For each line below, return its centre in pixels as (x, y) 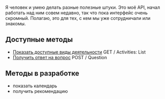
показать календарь (35, 86)
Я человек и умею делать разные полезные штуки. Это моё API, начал (83, 7)
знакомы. (16, 23)
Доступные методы (39, 40)
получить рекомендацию (40, 91)
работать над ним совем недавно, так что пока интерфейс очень (77, 13)
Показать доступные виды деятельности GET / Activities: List (79, 52)
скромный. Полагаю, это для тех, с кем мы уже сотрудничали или (78, 18)
